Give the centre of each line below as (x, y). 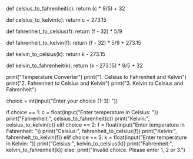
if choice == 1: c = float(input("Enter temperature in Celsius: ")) (82, 112)
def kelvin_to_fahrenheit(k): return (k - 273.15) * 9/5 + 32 (74, 65)
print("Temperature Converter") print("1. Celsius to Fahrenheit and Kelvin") (96, 77)
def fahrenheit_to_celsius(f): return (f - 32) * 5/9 (64, 31)
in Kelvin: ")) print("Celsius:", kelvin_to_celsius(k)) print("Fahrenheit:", (90, 143)
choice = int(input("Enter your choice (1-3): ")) (62, 101)
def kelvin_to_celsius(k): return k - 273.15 (56, 54)
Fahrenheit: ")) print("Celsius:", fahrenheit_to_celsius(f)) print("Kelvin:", (92, 131)
